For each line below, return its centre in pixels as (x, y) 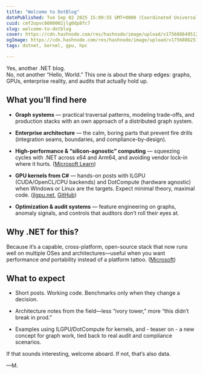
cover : (14, 34)
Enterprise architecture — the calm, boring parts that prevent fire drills (104, 133)
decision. (26, 300)
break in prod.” (34, 318)
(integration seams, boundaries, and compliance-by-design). (91, 139)
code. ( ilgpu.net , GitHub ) (46, 195)
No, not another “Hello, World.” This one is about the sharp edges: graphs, (99, 74)
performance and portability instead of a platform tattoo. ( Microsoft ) (91, 259)
